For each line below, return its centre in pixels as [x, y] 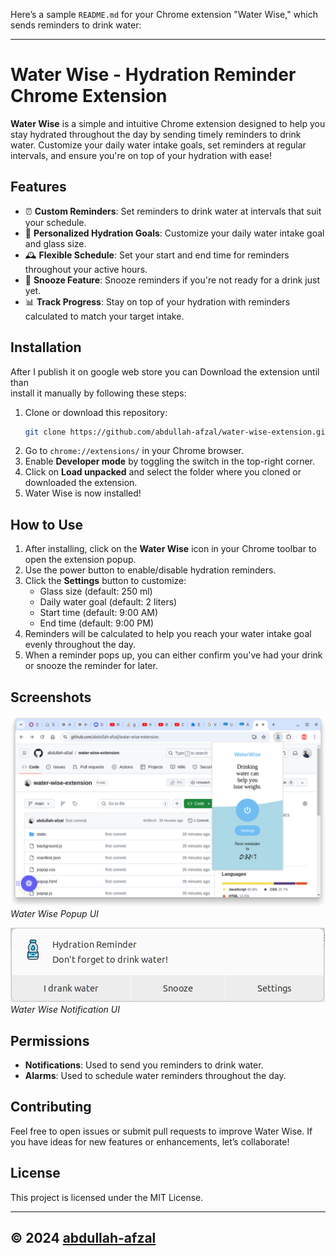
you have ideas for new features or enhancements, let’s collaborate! [150, 1141]
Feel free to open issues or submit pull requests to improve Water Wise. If [161, 1131]
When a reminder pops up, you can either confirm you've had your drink [173, 655]
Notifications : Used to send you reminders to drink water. [144, 1065]
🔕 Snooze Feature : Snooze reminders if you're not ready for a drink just [172, 280]
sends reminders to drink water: [76, 25]
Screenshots [51, 697]
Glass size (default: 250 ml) [96, 591]
